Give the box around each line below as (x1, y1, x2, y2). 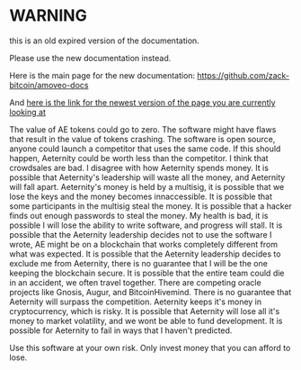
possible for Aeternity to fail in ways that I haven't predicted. (9, 325, 233, 336)
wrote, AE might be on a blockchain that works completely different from (9, 239, 279, 249)
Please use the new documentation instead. (9, 52, 172, 63)
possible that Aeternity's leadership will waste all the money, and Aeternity (9, 172, 286, 183)
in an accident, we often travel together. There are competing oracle (9, 276, 262, 288)
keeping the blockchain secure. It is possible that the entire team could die (9, 267, 285, 278)
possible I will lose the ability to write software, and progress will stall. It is (9, 220, 283, 230)
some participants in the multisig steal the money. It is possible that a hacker (9, 200, 292, 212)
